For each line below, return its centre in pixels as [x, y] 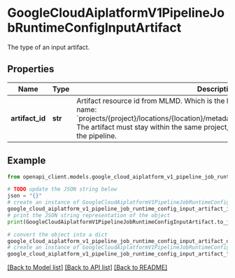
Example [27, 161]
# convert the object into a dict [58, 235]
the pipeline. [97, 136]
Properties [31, 69]
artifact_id [28, 118]
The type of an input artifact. [49, 47]
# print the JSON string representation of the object [89, 215]
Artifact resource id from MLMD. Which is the [151, 101]
